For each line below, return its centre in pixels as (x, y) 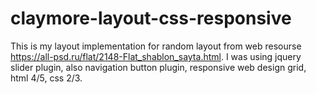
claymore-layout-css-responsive (151, 18)
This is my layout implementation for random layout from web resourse (156, 46)
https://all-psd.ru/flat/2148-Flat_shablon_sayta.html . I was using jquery (156, 56)
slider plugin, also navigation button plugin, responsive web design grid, (158, 67)
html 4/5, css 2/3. (46, 78)
